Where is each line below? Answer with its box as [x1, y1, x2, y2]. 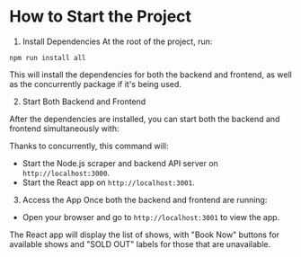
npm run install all [9, 53, 87, 62]
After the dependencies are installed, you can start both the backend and [9, 113, 280, 124]
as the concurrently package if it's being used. [9, 78, 182, 89]
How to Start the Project [9, 6, 191, 27]
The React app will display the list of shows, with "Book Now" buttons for [9, 229, 280, 240]
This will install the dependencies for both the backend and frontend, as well [9, 69, 292, 80]
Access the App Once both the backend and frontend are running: [22, 194, 268, 205]
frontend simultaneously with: [9, 123, 120, 134]
